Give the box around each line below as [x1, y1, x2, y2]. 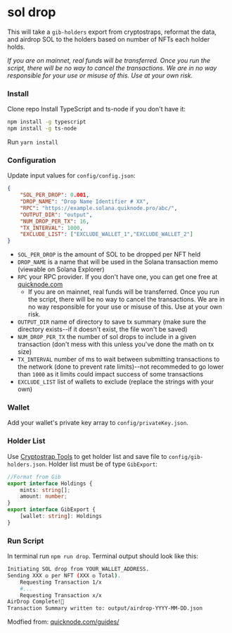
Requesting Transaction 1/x [20, 579, 102, 586]
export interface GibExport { [7, 506, 96, 513]
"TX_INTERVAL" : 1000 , [20, 224, 83, 231]
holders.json [7, 461, 46, 468]
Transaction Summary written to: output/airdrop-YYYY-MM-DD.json [7, 605, 202, 612]
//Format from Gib [7, 473, 61, 480]
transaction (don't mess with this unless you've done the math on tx [17, 340, 214, 349]
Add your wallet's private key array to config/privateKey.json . [7, 419, 188, 427]
